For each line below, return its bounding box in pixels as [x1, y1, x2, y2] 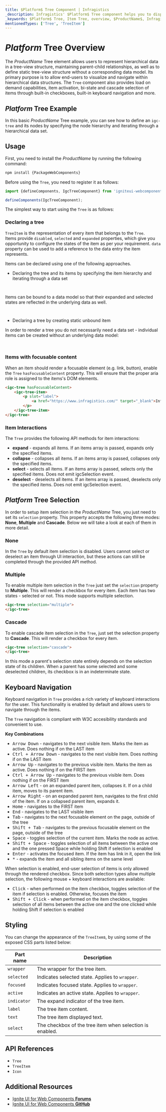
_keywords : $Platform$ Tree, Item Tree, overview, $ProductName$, [5, 16, 145, 21]
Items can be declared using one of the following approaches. [5, 260, 131, 267]
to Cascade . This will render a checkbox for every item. [5, 635, 119, 641]
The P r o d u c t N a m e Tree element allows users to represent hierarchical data [5, 59, 159, 65]
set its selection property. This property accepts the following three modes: [5, 514, 160, 520]
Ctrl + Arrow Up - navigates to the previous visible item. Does [12, 772, 145, 778]
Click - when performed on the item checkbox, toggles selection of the [12, 886, 160, 892]
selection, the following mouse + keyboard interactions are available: [5, 876, 145, 882]
